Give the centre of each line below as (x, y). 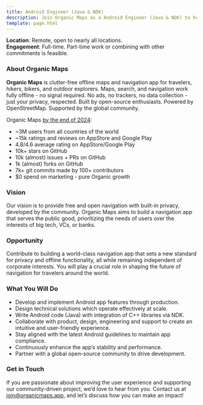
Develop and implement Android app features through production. (97, 302)
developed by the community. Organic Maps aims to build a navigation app (99, 212)
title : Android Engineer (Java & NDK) (55, 12)
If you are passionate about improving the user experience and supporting (99, 382)
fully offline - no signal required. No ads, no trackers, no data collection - (97, 95)
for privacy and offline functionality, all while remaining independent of (94, 260)
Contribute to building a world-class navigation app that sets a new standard (101, 254)
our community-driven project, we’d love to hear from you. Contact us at (96, 389)
